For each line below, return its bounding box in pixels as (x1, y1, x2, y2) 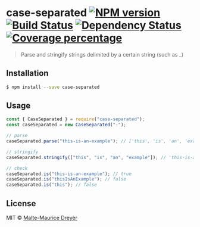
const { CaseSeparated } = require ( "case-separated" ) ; (6, 116, 145, 122)
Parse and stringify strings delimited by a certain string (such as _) (20, 51, 184, 58)
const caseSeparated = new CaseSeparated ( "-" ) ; (6, 122, 127, 128)
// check (6, 165, 28, 171)
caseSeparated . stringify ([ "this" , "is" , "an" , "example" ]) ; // (6, 154, 167, 160)
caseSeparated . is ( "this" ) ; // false (6, 182, 97, 188)
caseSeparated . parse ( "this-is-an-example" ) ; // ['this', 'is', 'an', (6, 138, 183, 144)
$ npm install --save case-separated (6, 84, 100, 90)
